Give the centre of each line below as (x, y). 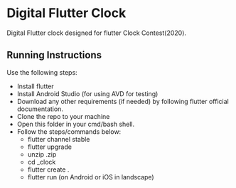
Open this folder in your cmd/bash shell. (76, 124)
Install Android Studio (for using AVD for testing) (87, 93)
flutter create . (48, 169)
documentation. (40, 109)
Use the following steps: (42, 72)
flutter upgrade (50, 147)
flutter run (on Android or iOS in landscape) (91, 177)
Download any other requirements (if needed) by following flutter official (123, 101)
